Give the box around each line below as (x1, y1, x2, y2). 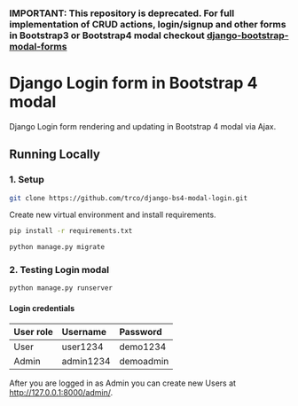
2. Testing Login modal (9, 264, 109, 277)
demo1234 (119, 340, 167, 353)
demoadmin (119, 355, 169, 367)
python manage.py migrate (9, 243, 105, 252)
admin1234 (61, 355, 111, 367)
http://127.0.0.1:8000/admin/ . (9, 386, 114, 397)
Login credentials (9, 302, 75, 313)
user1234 (61, 340, 104, 353)
